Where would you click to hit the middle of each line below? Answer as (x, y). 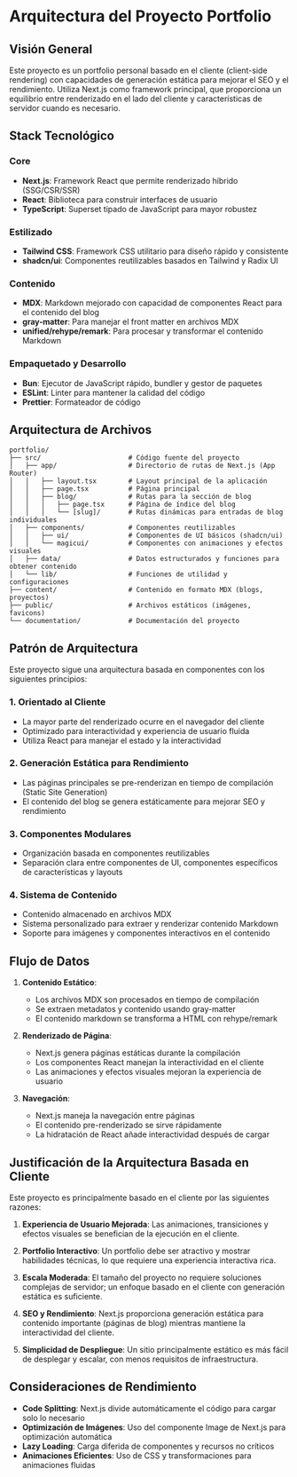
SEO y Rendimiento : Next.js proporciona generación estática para (143, 1314)
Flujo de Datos (50, 961)
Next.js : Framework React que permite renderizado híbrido (130, 180)
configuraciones (39, 582)
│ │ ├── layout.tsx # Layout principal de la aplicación (138, 481)
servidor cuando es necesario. (65, 108)
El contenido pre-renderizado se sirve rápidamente (129, 1126)
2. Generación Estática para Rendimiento (99, 763)
